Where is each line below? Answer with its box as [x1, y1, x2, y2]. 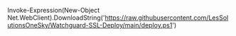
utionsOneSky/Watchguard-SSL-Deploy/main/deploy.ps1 [7, 21, 173, 29]
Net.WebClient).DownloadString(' [7, 13, 105, 22]
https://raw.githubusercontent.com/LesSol [104, 13, 229, 22]
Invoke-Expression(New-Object [7, 6, 100, 14]
